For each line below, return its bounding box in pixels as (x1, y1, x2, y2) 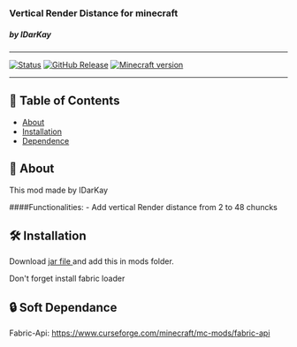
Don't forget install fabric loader (9, 273, 126, 284)
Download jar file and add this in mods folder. (9, 256, 174, 267)
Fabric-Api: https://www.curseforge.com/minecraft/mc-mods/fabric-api (9, 328, 270, 338)
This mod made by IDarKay (9, 185, 109, 195)
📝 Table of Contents (9, 94, 120, 109)
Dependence (21, 135, 70, 146)
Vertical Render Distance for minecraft (9, 7, 179, 19)
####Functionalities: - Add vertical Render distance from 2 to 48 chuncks (9, 201, 278, 212)
